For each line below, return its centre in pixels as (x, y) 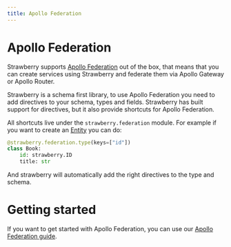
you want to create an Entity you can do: (64, 130)
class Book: (24, 149)
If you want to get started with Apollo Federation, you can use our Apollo (110, 229)
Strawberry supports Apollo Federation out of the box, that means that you (113, 67)
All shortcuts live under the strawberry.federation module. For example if (112, 122)
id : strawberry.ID (46, 155)
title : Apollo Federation (44, 13)
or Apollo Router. (31, 81)
